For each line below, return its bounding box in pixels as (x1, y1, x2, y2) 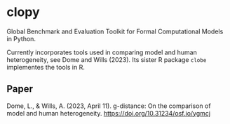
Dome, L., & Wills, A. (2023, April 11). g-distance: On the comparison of (6, 102, 211, 110)
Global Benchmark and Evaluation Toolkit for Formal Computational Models (6, 27, 224, 36)
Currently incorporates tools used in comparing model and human (6, 48, 197, 56)
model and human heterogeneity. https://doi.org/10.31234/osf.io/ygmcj (6, 109, 211, 117)
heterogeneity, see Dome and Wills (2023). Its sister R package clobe (6, 55, 207, 63)
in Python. (6, 34, 36, 42)
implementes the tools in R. (6, 63, 85, 71)
